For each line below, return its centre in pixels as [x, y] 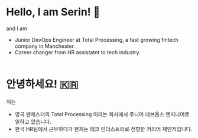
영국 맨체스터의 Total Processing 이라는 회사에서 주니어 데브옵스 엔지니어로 [102, 114]
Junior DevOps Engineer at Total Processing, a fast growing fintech [97, 40]
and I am [17, 28]
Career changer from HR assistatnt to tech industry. [77, 52]
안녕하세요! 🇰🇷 [42, 84]
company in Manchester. [45, 46]
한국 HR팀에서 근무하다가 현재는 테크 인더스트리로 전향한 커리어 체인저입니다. [103, 129]
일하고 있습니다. [33, 121]
